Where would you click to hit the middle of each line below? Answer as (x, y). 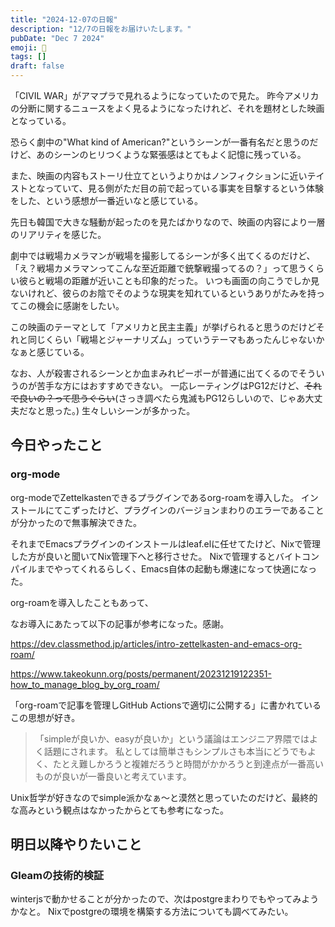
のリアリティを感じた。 (58, 234)
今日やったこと (56, 445)
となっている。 (41, 120)
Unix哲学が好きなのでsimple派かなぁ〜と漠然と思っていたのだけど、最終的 (164, 797)
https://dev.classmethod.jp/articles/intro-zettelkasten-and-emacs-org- (156, 643)
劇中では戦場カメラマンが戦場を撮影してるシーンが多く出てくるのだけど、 (163, 255)
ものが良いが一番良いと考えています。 (113, 776)
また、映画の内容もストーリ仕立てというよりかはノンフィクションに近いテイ (167, 175)
